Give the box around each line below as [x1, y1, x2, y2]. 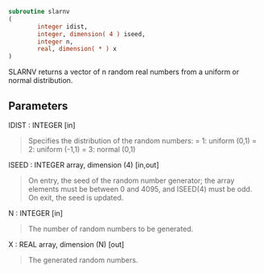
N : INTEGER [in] [8, 208, 63, 217]
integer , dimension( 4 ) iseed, [37, 30, 146, 38]
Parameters [8, 99, 68, 113]
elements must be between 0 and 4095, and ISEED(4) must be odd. [27, 184, 253, 193]
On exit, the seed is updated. [27, 192, 124, 202]
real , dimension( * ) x [37, 45, 117, 53]
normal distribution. [8, 76, 73, 85]
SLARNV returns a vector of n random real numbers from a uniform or [8, 67, 240, 77]
